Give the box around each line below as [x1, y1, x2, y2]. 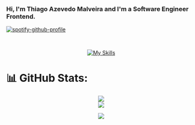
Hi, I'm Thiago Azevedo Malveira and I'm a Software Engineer [6, 5, 189, 13]
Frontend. [6, 12, 36, 20]
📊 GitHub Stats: [6, 72, 88, 85]
